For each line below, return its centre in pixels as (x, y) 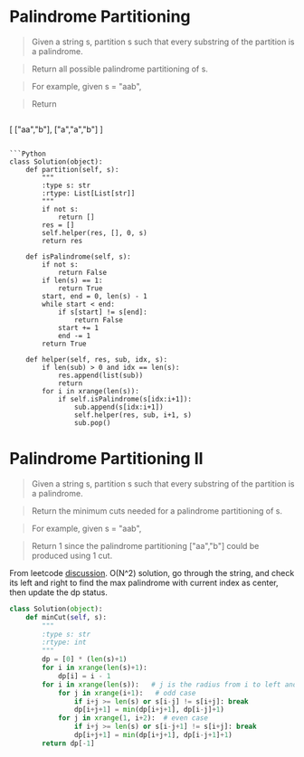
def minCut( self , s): (66, 617)
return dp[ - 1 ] (68, 743)
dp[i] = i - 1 (84, 676)
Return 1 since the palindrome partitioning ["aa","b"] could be (145, 545)
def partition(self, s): (72, 169)
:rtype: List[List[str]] (89, 193)
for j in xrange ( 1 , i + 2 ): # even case (133, 718)
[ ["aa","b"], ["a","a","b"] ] (57, 129)
